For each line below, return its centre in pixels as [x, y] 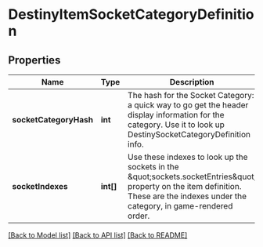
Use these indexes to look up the [188, 157]
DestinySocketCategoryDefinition [189, 134]
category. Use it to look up [177, 125]
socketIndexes [40, 186]
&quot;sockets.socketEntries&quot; [192, 176]
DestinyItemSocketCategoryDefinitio [131, 15]
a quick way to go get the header [188, 105]
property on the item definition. [185, 186]
